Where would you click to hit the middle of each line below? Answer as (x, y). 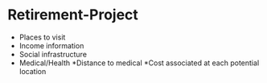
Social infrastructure (53, 54)
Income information (51, 45)
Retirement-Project (73, 15)
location (33, 71)
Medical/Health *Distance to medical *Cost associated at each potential (139, 63)
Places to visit (42, 37)
